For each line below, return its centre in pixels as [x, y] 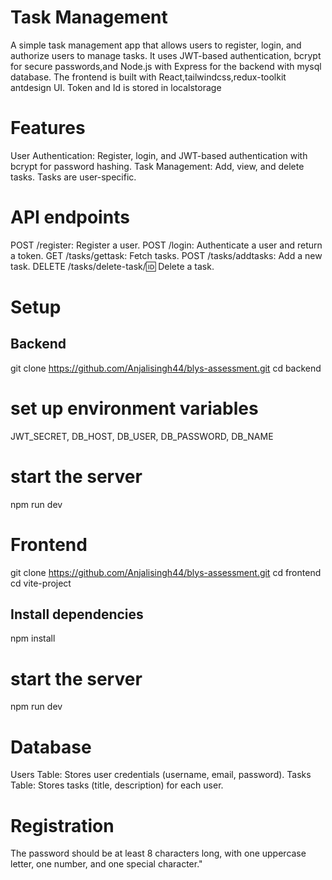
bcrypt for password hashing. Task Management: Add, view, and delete [157, 166]
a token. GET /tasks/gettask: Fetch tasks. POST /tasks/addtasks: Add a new [166, 255]
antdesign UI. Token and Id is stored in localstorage [116, 87]
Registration [62, 825]
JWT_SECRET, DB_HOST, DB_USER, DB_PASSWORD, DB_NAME [142, 436]
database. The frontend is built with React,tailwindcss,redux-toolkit [148, 77]
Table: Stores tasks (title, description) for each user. [117, 785]
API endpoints [70, 217]
